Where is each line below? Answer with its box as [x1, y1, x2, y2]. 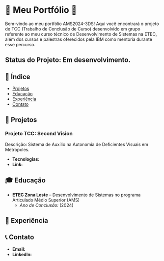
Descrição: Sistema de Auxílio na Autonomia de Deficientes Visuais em [5, 141, 148, 147]
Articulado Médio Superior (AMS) [12, 197, 80, 203]
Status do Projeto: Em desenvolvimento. [5, 56, 131, 64]
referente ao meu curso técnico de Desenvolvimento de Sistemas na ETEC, [5, 31, 157, 37]
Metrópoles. [5, 146, 29, 152]
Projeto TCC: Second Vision [5, 130, 73, 137]
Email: [12, 246, 26, 252]
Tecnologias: [12, 156, 40, 162]
